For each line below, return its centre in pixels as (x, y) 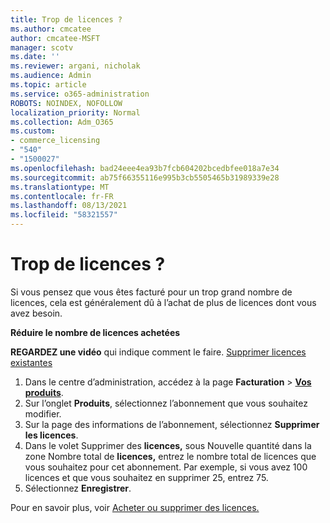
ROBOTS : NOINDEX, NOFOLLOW (66, 103)
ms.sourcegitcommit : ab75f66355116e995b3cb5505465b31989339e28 (145, 177)
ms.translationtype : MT (60, 187)
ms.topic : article (48, 85)
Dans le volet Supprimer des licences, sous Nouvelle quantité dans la (168, 445)
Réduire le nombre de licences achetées (95, 332)
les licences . (51, 435)
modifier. (43, 413)
